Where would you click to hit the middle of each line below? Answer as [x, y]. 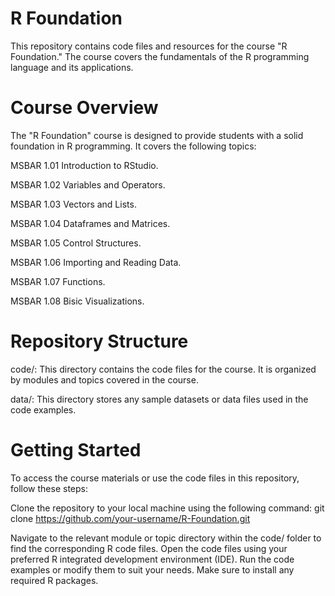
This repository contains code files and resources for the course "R [149, 46]
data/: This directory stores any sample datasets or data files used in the [159, 399]
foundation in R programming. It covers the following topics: [133, 146]
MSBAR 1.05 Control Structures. [76, 243]
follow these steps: [49, 488]
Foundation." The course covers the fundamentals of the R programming [160, 56]
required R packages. [54, 580]
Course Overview [84, 108]
